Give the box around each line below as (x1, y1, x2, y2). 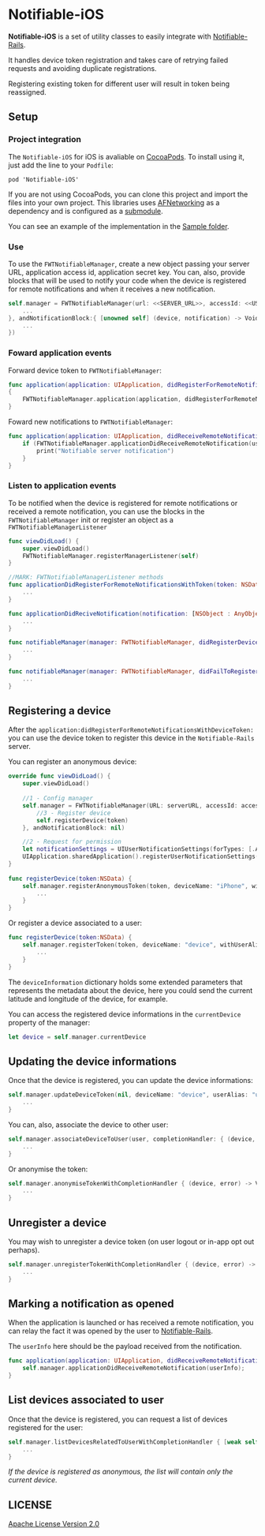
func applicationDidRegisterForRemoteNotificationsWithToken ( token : (8, 581, 238, 589)
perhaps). (8, 1245, 40, 1254)
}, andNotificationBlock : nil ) (22, 823, 125, 832)
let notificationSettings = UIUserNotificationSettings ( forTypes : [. (22, 845, 256, 853)
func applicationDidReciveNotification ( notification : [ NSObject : (8, 609, 231, 617)
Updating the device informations (8, 1055, 177, 1068)
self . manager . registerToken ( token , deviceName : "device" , (22, 941, 217, 949)
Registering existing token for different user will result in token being (8, 79, 230, 88)
